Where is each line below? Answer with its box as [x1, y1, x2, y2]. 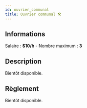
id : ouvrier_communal [5, 7, 49, 12]
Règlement [5, 84, 39, 93]
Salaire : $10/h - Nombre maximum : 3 [5, 43, 82, 49]
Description [5, 57, 42, 65]
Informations [5, 30, 45, 38]
